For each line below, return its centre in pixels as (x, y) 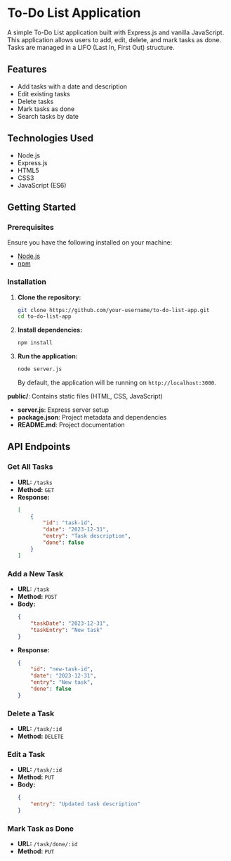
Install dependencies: (50, 330)
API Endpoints (39, 447)
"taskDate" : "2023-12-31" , (70, 623)
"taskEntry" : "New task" (67, 630)
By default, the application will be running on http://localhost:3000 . (117, 383)
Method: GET (36, 489)
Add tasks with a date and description (72, 86)
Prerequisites (31, 227)
